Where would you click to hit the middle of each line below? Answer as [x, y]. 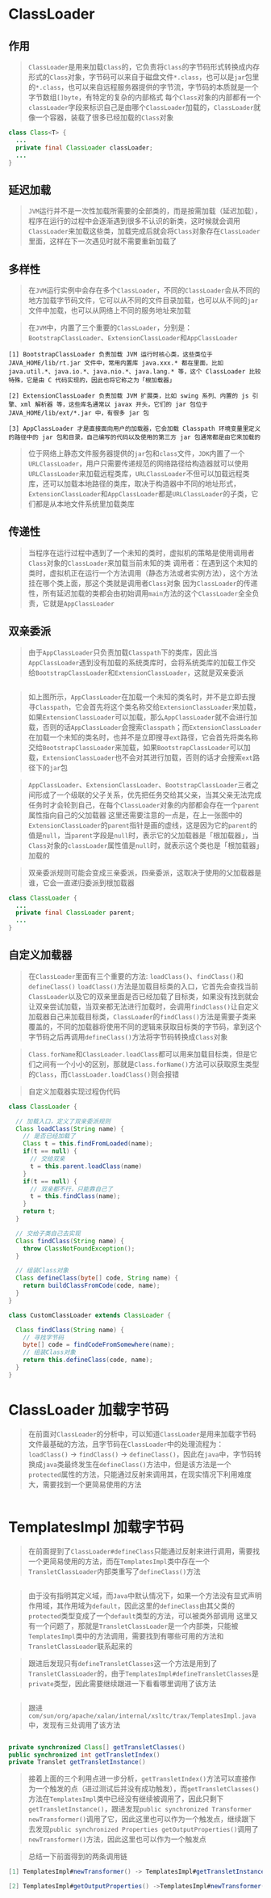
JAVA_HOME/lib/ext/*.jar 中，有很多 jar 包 [79, 413]
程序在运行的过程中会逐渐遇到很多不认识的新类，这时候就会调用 [134, 221]
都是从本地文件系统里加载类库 [85, 504]
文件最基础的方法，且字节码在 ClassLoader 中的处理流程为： [126, 1444]
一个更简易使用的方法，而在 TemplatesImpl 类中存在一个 [119, 1561]
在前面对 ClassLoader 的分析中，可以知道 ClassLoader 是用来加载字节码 [142, 1434]
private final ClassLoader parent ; [75, 913]
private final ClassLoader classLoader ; [84, 148]
